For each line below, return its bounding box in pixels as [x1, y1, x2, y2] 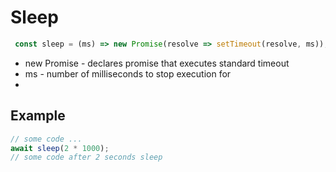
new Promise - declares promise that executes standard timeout [24, 57, 290, 69]
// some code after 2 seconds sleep [10, 152, 163, 163]
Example [10, 107, 66, 125]
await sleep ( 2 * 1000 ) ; [10, 143, 110, 153]
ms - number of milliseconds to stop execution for [24, 67, 232, 80]
